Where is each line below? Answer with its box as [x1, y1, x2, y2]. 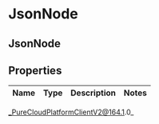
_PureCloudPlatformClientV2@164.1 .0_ [8, 107, 134, 117]
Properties [8, 63, 62, 77]
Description [70, 87, 116, 98]
